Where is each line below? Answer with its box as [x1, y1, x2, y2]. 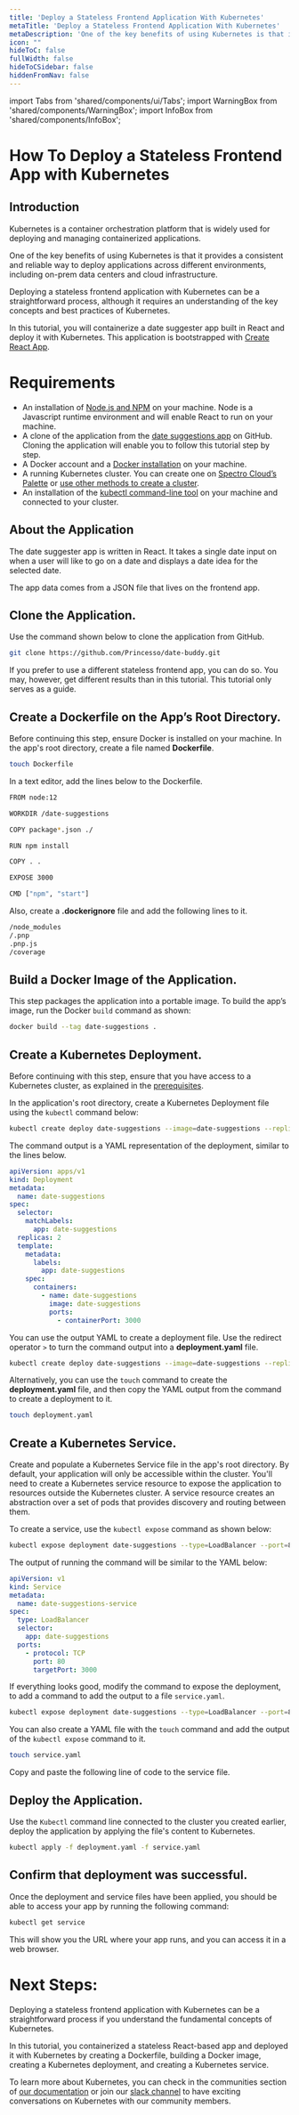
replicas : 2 [17, 1233, 62, 1242]
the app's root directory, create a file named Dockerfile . [9, 742, 214, 753]
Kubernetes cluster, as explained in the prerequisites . [9, 1081, 205, 1090]
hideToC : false [9, 46, 66, 55]
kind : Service [9, 1582, 62, 1592]
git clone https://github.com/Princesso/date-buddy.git [9, 649, 221, 658]
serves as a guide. [9, 684, 77, 694]
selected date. [9, 564, 62, 575]
